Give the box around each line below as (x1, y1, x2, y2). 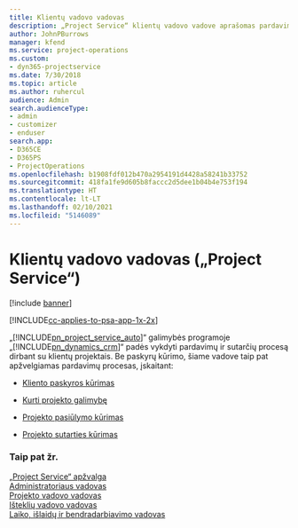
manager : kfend (9, 37, 66, 47)
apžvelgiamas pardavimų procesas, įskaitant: (9, 360, 174, 371)
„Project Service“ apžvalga (9, 471, 107, 482)
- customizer (9, 121, 58, 130)
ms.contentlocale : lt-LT (9, 194, 101, 204)
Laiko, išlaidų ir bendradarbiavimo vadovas (9, 508, 166, 519)
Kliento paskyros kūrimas (21, 377, 115, 388)
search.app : (9, 137, 53, 146)
